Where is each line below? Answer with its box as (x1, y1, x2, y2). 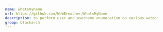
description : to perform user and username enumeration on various (5, 16, 145, 20)
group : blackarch (5, 20, 40, 25)
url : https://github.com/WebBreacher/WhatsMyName (5, 11, 108, 16)
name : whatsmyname (5, 7, 42, 12)
